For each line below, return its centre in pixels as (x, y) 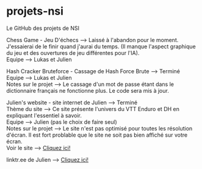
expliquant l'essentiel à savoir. (44, 115)
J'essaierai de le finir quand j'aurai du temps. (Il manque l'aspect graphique (101, 46)
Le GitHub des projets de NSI (43, 28)
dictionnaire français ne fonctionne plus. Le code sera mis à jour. (88, 90)
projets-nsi (35, 11)
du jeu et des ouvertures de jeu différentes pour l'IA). (73, 52)
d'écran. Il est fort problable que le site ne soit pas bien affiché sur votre (97, 135)
